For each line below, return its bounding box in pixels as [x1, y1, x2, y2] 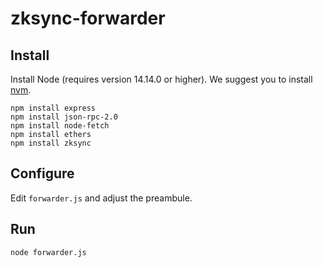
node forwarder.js [10, 247, 87, 257]
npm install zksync [10, 138, 92, 148]
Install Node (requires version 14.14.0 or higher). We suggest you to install [10, 73, 313, 85]
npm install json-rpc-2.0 [10, 112, 118, 122]
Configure [10, 165, 75, 182]
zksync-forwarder [10, 7, 166, 30]
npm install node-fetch [10, 121, 110, 131]
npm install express [10, 103, 97, 113]
